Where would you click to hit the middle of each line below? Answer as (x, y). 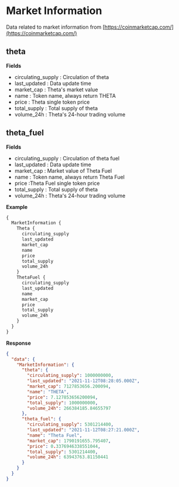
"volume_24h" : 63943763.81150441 (68, 457)
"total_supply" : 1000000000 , (63, 403)
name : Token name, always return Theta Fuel (69, 177)
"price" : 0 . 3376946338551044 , (64, 446)
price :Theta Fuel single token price (57, 183)
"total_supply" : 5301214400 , (63, 452)
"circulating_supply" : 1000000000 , (70, 376)
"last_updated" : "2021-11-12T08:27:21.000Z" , (84, 430)
